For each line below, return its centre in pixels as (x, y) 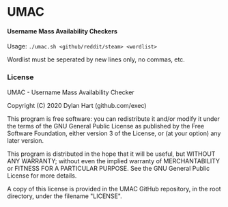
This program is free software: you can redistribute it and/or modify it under (113, 119)
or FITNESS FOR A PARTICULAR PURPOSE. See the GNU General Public (109, 168)
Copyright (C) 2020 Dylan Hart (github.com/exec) (77, 105)
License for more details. (42, 176)
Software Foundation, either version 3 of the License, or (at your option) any (114, 133)
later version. (26, 140)
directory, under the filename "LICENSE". (65, 196)
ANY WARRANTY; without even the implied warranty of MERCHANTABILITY (114, 161)
